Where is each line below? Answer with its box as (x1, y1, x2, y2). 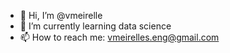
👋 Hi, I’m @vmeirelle (19, 10, 103, 21)
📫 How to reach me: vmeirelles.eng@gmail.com (19, 31, 220, 43)
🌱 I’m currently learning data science (19, 20, 172, 32)
